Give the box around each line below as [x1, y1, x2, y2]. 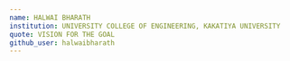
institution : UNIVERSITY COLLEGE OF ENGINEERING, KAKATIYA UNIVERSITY [9, 22, 281, 30]
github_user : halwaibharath [9, 38, 116, 48]
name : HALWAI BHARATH [9, 13, 91, 22]
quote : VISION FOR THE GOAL [9, 30, 116, 39]
